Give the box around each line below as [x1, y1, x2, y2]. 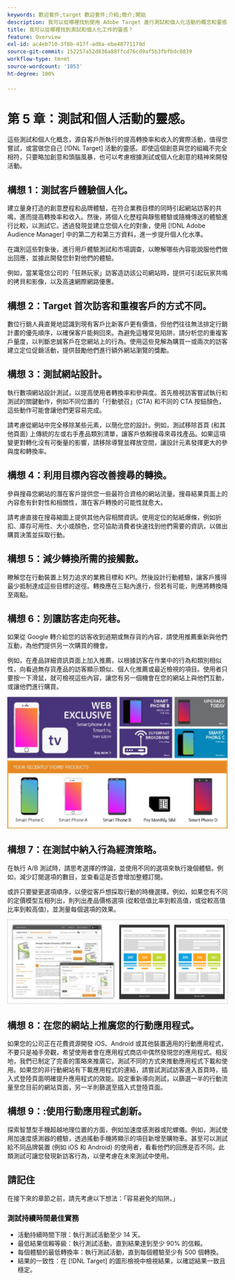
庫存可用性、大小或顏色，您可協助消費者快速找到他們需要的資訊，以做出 [19, 521, 228, 530]
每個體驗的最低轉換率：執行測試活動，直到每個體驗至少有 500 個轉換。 [17, 1248, 222, 1256]
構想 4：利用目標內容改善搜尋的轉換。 [7, 470, 173, 481]
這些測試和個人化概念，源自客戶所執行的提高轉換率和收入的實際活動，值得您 [7, 135, 228, 143]
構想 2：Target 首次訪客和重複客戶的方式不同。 [7, 300, 212, 311]
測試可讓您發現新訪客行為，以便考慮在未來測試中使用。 [13, 1151, 173, 1160]
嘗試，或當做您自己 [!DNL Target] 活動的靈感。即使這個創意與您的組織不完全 [7, 144, 227, 153]
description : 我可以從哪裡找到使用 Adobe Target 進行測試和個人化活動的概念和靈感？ [7, 18, 233, 26]
